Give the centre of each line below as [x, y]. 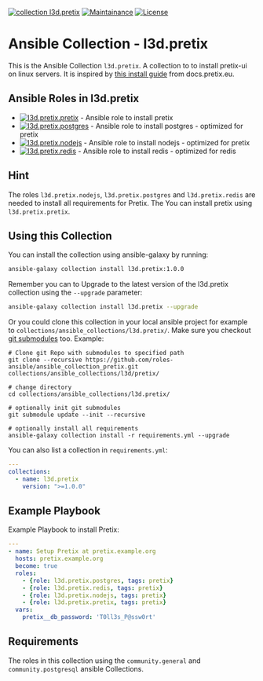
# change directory [40, 388]
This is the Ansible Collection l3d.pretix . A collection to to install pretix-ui [128, 65]
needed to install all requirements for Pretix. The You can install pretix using [130, 203]
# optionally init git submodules [65, 408]
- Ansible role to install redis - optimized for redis [157, 151]
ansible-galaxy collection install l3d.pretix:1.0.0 [96, 269]
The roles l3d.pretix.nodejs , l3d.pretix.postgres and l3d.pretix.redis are [132, 194]
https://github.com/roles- [130, 360]
